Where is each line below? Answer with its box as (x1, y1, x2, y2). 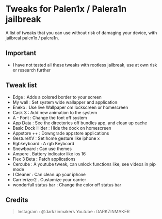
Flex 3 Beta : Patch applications (12, 156, 76, 162)
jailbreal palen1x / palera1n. (5, 35, 59, 41)
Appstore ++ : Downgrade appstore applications (12, 130, 109, 136)
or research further (12, 67, 51, 73)
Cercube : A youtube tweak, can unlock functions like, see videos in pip (12, 161, 156, 167)
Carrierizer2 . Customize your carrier (12, 176, 86, 183)
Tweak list (5, 81, 37, 89)
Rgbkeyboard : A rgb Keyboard (12, 140, 75, 146)
